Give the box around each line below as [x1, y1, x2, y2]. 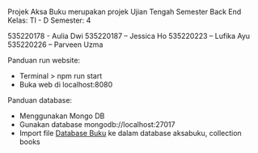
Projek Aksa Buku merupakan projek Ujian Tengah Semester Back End [7, 7, 242, 16]
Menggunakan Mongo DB [19, 111, 105, 121]
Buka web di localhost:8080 [19, 80, 113, 89]
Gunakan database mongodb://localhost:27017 [19, 120, 176, 129]
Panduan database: [7, 96, 73, 104]
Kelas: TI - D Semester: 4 [7, 15, 91, 25]
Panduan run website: [7, 56, 81, 65]
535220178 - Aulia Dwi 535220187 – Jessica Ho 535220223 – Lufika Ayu [7, 32, 251, 40]
